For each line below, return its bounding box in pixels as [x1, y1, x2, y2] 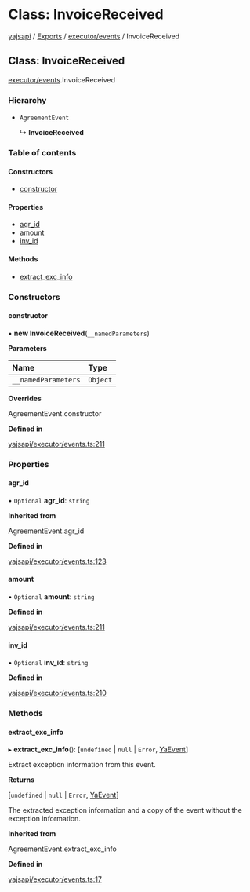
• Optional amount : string [8, 592, 96, 601]
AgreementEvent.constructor [8, 408, 102, 418]
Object [88, 375, 113, 384]
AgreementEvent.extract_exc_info [8, 844, 118, 854]
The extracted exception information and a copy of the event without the [8, 806, 243, 815]
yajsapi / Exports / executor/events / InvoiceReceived [8, 31, 180, 41]
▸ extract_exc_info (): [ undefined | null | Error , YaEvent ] [8, 744, 189, 755]
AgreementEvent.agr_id [8, 526, 85, 536]
